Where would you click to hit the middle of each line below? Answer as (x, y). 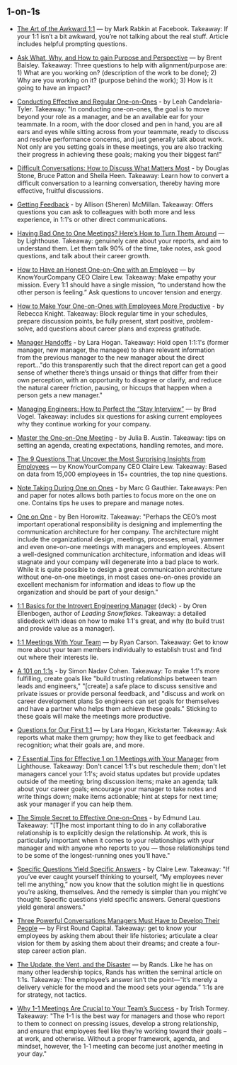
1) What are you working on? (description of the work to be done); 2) (117, 72)
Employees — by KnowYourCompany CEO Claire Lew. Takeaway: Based (122, 466)
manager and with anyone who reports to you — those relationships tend (123, 848)
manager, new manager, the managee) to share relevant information (116, 350)
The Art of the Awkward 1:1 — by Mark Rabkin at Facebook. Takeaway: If (122, 28)
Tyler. (25, 109)
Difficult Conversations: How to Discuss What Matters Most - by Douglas (123, 168)
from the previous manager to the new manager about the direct (110, 357)
